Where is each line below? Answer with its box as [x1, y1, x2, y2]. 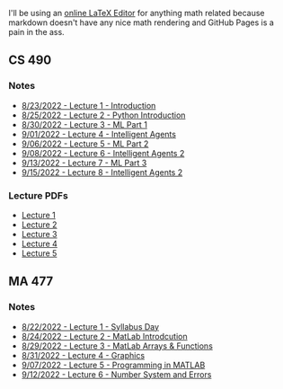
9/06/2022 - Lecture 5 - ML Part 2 [21, 138, 149, 149]
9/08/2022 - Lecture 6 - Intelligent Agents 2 [21, 147, 185, 158]
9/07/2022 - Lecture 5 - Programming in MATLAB [21, 359, 206, 370]
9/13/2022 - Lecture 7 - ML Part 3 [21, 157, 147, 168]
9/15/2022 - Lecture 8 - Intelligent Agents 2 [21, 166, 183, 178]
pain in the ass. [8, 27, 65, 37]
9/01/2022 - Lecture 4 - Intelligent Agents [21, 128, 177, 139]
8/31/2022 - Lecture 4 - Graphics [21, 349, 146, 360]
